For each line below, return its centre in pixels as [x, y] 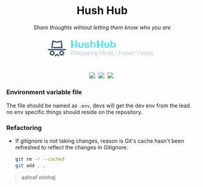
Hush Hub [102, 11]
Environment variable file [44, 92]
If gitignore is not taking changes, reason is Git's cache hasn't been [99, 141]
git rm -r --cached [40, 159]
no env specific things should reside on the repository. [74, 112]
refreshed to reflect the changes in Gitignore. [72, 148]
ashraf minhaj [38, 177]
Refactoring [24, 127]
